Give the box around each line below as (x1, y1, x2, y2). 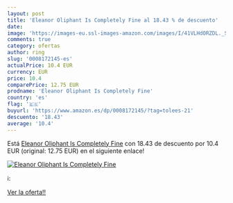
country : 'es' (7, 95, 49, 101)
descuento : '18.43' (7, 113, 64, 120)
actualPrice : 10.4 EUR (7, 62, 73, 69)
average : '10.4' (7, 120, 54, 127)
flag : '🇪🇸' (7, 101, 42, 108)
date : (7, 23, 23, 30)
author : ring (7, 49, 45, 56)
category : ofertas (7, 42, 60, 49)
